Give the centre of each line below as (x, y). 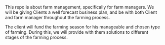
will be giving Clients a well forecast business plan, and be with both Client (81, 12)
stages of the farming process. (37, 37)
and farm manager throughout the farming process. (58, 17)
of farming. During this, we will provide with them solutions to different (77, 32)
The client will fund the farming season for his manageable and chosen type (83, 27)
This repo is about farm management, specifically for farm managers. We (80, 7)
